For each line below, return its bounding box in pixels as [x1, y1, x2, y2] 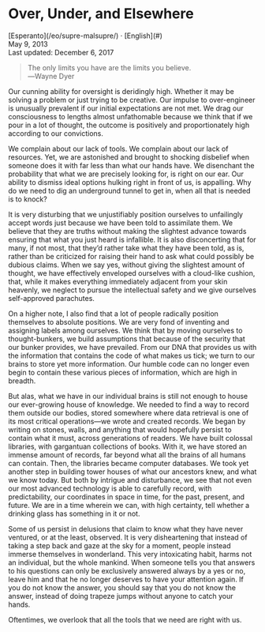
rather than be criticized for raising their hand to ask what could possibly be [8, 251, 255, 261]
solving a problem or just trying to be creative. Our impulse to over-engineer [8, 95, 256, 104]
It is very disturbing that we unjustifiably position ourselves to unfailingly [8, 209, 243, 219]
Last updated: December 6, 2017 [8, 47, 114, 57]
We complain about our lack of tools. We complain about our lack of [8, 144, 229, 153]
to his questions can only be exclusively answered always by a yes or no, [8, 566, 246, 575]
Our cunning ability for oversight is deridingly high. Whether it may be [8, 86, 234, 96]
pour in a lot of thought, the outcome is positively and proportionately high [8, 120, 250, 130]
